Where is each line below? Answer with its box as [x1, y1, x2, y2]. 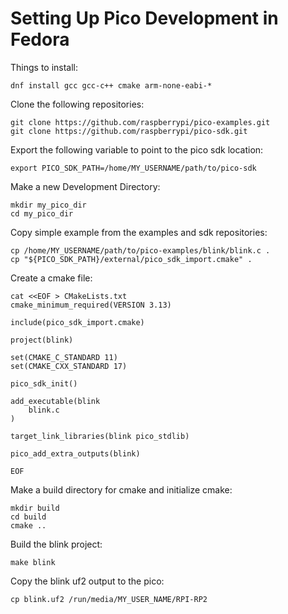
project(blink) [10, 335, 74, 345]
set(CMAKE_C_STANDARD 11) [10, 352, 118, 362]
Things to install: [10, 61, 79, 73]
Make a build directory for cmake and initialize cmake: [10, 483, 233, 496]
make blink [10, 557, 56, 567]
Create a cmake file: [10, 272, 93, 284]
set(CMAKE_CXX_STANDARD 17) [10, 361, 128, 371]
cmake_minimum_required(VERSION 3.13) [10, 300, 172, 310]
